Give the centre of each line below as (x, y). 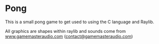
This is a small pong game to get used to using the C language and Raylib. (79, 22)
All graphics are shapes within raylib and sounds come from (66, 31)
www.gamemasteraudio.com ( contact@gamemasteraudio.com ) (69, 36)
